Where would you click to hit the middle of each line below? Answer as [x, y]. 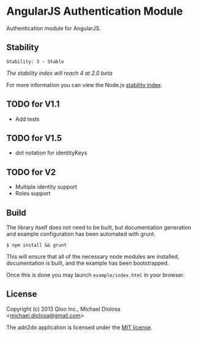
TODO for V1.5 [34, 138]
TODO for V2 [31, 172]
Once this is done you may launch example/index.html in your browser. [95, 275]
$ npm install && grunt [37, 245]
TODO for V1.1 [33, 104]
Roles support [33, 194]
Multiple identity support [46, 187]
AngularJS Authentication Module [95, 11]
